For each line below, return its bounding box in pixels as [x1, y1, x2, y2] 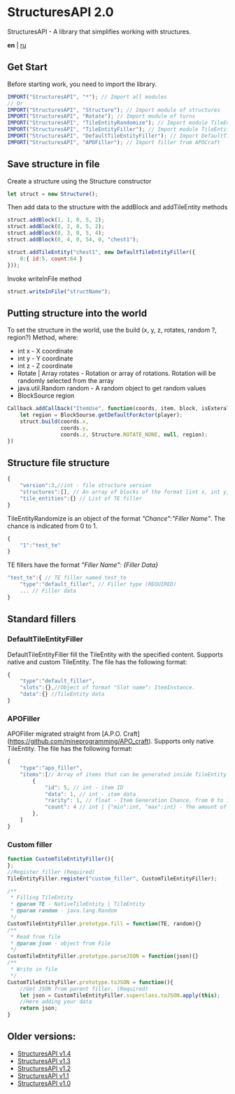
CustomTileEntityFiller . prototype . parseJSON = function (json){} [7, 953, 199, 960]
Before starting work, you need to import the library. [7, 80, 157, 88]
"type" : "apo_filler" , [20, 764, 83, 772]
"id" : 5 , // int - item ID [44, 784, 124, 791]
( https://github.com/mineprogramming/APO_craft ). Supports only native [7, 737, 214, 745]
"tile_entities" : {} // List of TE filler [20, 495, 142, 502]
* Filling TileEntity [10, 894, 73, 902]
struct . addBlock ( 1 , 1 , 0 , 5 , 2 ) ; [7, 216, 105, 224]
